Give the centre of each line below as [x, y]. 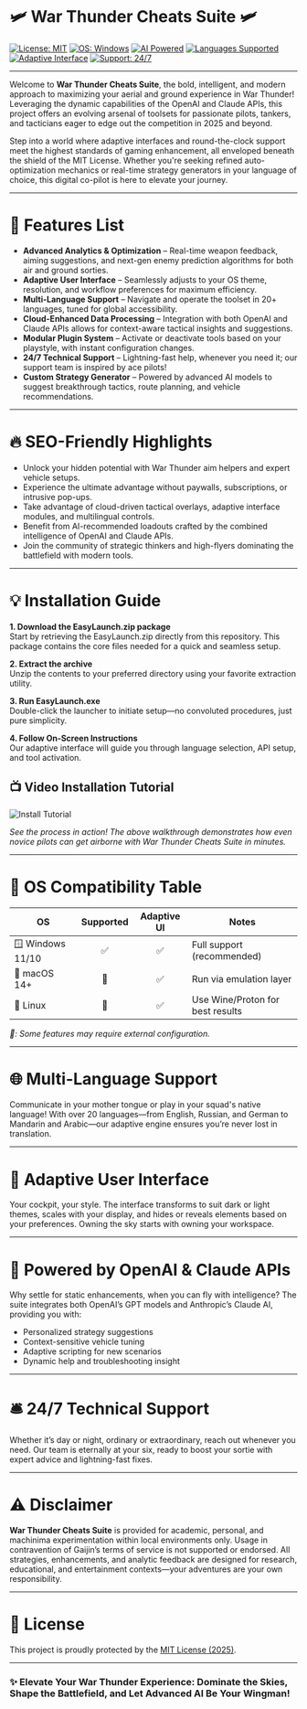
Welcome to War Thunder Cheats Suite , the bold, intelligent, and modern [148, 84]
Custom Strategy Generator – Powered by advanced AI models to [147, 377]
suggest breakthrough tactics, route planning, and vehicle [131, 386]
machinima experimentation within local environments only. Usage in [138, 1540]
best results [217, 1010]
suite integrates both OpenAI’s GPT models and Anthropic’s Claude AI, [142, 1305]
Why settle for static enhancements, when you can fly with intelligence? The [153, 1295]
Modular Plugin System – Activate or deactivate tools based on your [152, 337]
